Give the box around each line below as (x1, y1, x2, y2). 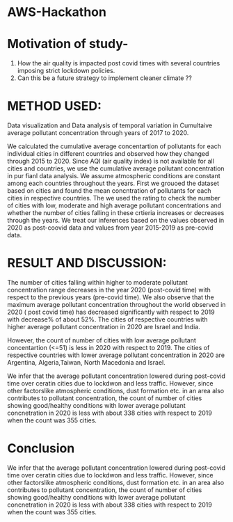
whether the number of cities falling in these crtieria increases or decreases (7, 209, 225, 217)
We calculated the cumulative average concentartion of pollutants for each (7, 142, 221, 150)
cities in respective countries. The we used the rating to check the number (7, 194, 220, 203)
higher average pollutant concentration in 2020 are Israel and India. (7, 323, 200, 331)
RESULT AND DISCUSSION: (7, 255, 167, 271)
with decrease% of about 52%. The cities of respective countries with (7, 315, 208, 324)
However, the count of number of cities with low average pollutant (7, 336, 196, 345)
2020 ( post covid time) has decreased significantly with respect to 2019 (7, 308, 215, 316)
